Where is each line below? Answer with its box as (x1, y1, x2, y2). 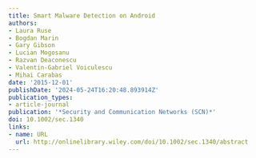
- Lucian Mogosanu (8, 49, 70, 57)
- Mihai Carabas (8, 71, 62, 79)
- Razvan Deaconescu (8, 57, 78, 65)
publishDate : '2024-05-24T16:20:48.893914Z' (8, 85, 159, 94)
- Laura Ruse (8, 26, 52, 34)
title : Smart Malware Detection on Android (8, 11, 156, 20)
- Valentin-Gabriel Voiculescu (8, 64, 113, 72)
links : (8, 123, 30, 131)
